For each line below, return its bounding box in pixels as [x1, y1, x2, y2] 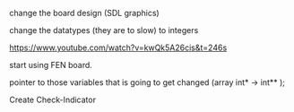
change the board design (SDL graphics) [9, 8, 160, 18]
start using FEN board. [9, 60, 92, 70]
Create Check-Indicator [9, 94, 97, 105]
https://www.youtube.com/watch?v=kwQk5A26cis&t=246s [9, 42, 228, 53]
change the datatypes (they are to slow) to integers [9, 25, 199, 35]
